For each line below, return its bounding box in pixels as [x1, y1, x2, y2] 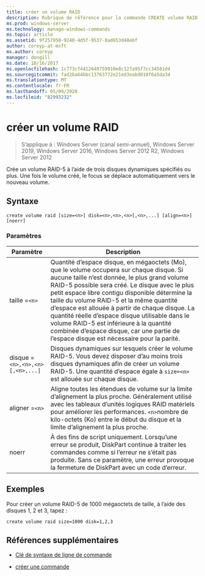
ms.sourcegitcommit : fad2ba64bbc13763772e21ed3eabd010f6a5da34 [6, 71, 171, 78]
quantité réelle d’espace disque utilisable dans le [50, 311, 190, 319]
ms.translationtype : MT [6, 77, 67, 83]
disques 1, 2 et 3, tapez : [6, 506, 68, 514]
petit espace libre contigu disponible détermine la [50, 288, 192, 297]
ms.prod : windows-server [6, 20, 70, 26]
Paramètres [6, 231, 41, 240]
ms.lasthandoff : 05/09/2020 [6, 89, 78, 95]
